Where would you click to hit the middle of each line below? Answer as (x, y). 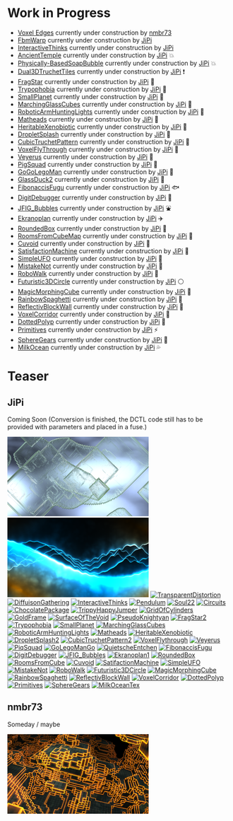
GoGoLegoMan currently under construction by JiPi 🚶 (96, 172)
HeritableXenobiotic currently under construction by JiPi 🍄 (102, 127)
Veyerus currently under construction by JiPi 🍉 (85, 156)
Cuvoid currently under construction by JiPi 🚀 (84, 243)
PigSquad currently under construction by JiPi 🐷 (88, 164)
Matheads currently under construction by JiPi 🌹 (88, 119)
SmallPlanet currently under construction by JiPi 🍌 (91, 96)
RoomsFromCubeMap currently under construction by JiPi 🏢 (105, 235)
